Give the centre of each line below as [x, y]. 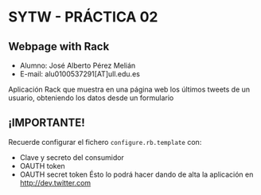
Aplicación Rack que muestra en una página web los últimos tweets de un [129, 89]
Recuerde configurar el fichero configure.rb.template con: [105, 142]
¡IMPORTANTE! [47, 123]
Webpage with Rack [59, 47]
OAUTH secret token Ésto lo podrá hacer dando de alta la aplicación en [136, 174]
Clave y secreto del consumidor [72, 157]
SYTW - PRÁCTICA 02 [83, 17]
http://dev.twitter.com [55, 182]
